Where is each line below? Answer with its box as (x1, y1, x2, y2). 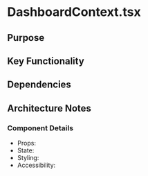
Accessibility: (17, 161, 56, 170)
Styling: (17, 154, 39, 162)
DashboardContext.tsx (7, 4, 141, 20)
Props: (17, 139, 37, 148)
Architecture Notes (7, 102, 92, 114)
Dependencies (7, 79, 71, 91)
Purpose (7, 32, 45, 44)
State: (17, 146, 35, 155)
